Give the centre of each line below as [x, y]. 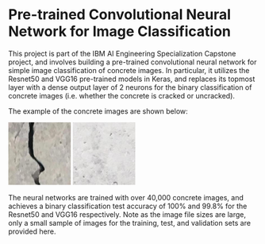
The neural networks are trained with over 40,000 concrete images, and [126, 197]
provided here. [32, 231]
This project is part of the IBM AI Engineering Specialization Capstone [122, 53]
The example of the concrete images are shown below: [98, 111]
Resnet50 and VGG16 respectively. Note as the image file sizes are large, [127, 214]
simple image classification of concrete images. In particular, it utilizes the [129, 70]
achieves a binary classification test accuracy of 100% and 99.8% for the [128, 206]
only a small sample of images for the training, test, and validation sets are [130, 223]
